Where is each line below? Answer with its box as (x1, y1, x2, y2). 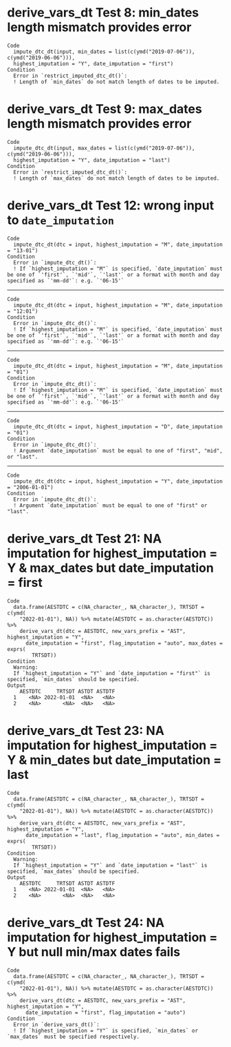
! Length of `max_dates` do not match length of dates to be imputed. (13, 174, 220, 182)
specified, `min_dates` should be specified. (7, 676, 140, 683)
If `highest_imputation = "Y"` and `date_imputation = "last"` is (13, 862, 208, 869)
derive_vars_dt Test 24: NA (7, 915, 165, 931)
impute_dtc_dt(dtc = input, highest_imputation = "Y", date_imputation (13, 477, 223, 485)
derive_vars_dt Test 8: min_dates (7, 5, 199, 21)
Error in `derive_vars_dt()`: (13, 1021, 100, 1028)
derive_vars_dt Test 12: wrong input (7, 198, 214, 214)
